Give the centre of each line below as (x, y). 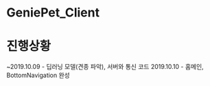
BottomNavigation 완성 (38, 75)
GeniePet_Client (53, 13)
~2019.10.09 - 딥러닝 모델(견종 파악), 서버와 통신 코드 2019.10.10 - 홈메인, (105, 67)
